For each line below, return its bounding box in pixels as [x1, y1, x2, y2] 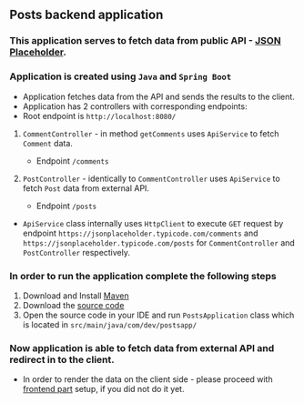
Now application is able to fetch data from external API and [9, 341, 275, 354]
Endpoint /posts [35, 200, 97, 211]
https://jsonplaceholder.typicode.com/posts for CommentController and [22, 237, 296, 248]
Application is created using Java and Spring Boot [9, 70, 232, 83]
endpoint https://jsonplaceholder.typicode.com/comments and [22, 227, 258, 238]
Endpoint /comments [35, 155, 109, 166]
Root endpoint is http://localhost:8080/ [22, 110, 177, 121]
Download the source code [22, 299, 125, 310]
